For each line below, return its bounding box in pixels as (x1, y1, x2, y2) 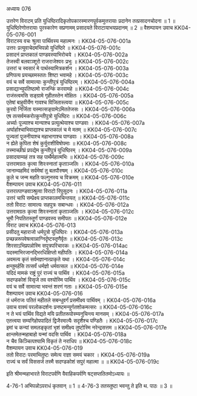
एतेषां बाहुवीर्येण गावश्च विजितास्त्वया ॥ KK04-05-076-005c (6, 99, 129, 106)
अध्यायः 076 (6, 5, 32, 12)
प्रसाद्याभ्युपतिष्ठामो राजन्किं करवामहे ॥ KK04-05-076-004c (6, 85, 130, 92)
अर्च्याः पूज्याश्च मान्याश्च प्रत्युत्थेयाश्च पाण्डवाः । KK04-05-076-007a (6, 119, 145, 126)
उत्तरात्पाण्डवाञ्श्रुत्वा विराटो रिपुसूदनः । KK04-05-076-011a (6, 187, 128, 195)
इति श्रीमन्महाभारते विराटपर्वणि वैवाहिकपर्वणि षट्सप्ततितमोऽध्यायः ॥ (6, 370, 130, 377)
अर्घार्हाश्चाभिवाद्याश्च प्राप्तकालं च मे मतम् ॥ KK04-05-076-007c (6, 126, 138, 133)
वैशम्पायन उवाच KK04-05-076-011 (6, 181, 82, 187)
